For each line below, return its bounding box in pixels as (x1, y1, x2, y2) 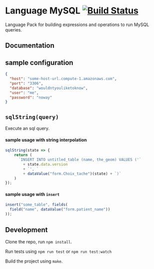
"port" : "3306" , (9, 80, 43, 86)
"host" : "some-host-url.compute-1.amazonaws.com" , (9, 76, 117, 81)
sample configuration (5, 58, 74, 67)
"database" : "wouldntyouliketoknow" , (9, 85, 88, 90)
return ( (14, 152, 32, 157)
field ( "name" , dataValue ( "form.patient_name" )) (9, 207, 111, 212)
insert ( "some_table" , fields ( (5, 202, 68, 207)
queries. (5, 26, 22, 32)
